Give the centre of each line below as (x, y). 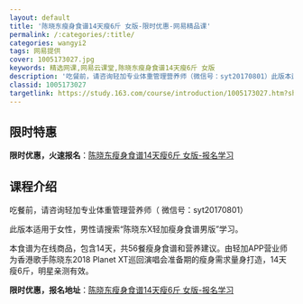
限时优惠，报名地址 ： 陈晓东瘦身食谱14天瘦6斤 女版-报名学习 (122, 290)
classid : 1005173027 (48, 85)
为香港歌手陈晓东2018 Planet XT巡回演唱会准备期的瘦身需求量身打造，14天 (148, 260)
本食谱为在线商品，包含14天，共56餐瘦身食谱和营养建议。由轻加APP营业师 (149, 248)
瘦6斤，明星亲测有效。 (51, 271)
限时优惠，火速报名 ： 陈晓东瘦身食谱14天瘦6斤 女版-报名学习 (122, 155)
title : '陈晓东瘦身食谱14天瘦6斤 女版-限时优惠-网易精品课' (110, 26)
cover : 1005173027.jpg (52, 60)
